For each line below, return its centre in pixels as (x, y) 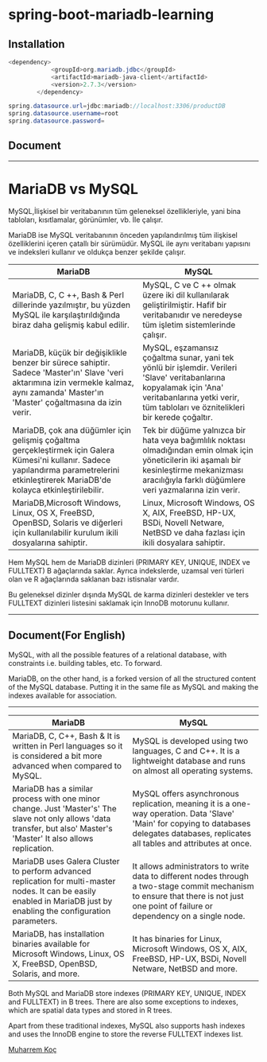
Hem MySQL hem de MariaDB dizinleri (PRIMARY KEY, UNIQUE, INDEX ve (129, 562)
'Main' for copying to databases (192, 823)
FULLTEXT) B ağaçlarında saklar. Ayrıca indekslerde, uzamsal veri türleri (126, 570)
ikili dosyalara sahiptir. (184, 543)
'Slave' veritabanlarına (184, 377)
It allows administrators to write (191, 866)
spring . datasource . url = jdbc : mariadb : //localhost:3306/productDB (117, 106)
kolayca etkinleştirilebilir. (58, 489)
